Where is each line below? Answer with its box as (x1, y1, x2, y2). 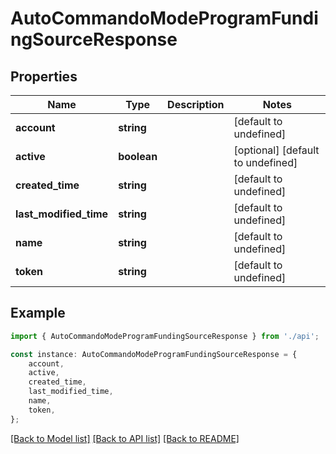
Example (10, 305, 66, 322)
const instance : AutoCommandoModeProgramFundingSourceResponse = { (10, 349, 298, 359)
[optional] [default (233, 143, 320, 157)
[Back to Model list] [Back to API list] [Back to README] (10, 432, 240, 444)
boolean (118, 150, 158, 163)
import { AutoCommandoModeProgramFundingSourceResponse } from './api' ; (10, 331, 320, 341)
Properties (10, 68, 78, 85)
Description (167, 98, 225, 111)
